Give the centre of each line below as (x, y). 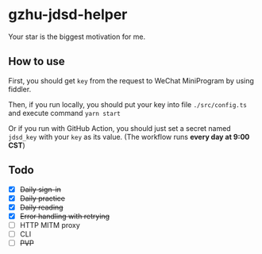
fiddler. (20, 89)
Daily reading (41, 207)
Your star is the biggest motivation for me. (77, 37)
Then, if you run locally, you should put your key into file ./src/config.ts (128, 104)
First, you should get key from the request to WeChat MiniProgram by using (131, 80)
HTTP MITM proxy (50, 225)
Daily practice (42, 198)
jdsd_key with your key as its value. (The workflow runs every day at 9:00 (129, 137)
